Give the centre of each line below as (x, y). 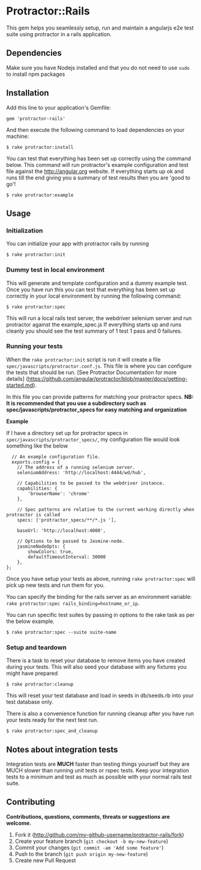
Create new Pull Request (45, 860)
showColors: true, (51, 552)
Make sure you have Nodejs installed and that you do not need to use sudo (98, 67)
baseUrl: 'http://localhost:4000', (61, 530)
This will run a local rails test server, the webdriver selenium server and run (99, 318)
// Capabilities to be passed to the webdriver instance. (91, 483)
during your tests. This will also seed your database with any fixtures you (97, 667)
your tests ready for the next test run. (52, 720)
